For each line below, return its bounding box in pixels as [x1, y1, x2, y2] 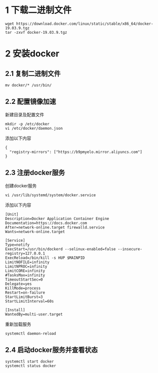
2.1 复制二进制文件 [5, 69, 61, 77]
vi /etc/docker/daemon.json [5, 126, 63, 131]
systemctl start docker [5, 359, 54, 364]
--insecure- [118, 246, 142, 251]
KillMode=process [5, 286, 41, 291]
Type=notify [5, 242, 30, 247]
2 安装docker [5, 48, 60, 60]
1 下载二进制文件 [5, 4, 72, 16]
